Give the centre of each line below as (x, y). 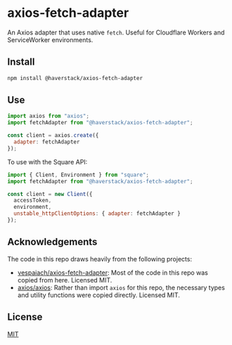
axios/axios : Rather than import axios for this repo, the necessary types (121, 287)
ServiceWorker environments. (50, 39)
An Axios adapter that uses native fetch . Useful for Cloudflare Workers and (116, 32)
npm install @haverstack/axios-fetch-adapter (75, 78)
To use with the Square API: (47, 162)
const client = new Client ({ (50, 194)
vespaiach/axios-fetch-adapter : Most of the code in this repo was (113, 273)
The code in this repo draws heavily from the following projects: (99, 259)
